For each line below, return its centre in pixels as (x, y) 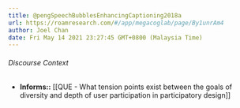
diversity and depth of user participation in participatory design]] (125, 95)
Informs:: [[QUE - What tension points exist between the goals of (126, 87)
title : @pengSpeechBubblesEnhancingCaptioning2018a (95, 15)
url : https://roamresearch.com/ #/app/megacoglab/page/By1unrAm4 (116, 23)
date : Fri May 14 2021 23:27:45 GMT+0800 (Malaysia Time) (105, 37)
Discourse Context (38, 62)
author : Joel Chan (38, 30)
